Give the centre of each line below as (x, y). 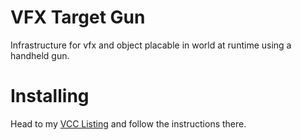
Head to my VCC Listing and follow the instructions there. (128, 123)
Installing (50, 96)
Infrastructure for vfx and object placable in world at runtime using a (151, 45)
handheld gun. (40, 55)
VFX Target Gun (78, 17)
